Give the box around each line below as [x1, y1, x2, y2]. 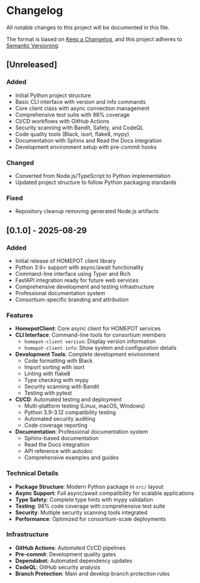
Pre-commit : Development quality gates [15, 550, 117, 557]
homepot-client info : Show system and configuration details [24, 344, 177, 352]
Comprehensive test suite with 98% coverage [15, 111, 130, 118]
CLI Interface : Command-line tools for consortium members [15, 332, 166, 339]
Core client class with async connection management [15, 104, 150, 112]
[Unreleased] [6, 60, 58, 70]
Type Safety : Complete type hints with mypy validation [15, 496, 153, 503]
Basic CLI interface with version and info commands [15, 98, 146, 105]
